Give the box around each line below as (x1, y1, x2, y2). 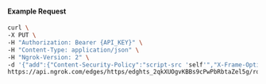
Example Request (7, 6, 67, 16)
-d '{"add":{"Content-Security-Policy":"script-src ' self (7, 60, 203, 69)
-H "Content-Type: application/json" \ (7, 46, 140, 54)
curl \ (7, 24, 29, 32)
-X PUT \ (7, 32, 37, 40)
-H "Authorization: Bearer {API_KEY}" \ (7, 38, 144, 47)
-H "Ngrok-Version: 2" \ (7, 53, 90, 61)
